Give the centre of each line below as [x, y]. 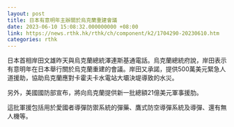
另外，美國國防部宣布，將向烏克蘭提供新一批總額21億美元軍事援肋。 [105, 93]
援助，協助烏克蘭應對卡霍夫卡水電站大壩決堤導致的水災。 [95, 78]
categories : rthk [32, 40]
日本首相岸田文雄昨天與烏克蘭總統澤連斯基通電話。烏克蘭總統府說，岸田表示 [117, 61]
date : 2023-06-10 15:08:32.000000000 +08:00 [73, 27]
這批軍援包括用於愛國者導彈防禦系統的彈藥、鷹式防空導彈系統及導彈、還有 [114, 107]
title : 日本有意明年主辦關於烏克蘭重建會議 [62, 20]
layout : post [26, 14]
